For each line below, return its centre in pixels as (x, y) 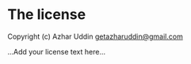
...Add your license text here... (57, 51)
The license (47, 15)
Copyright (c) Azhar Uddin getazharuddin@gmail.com (95, 36)
